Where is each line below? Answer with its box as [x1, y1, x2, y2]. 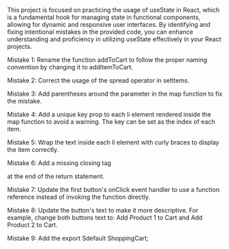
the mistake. [7, 97, 43, 105]
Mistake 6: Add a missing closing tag [7, 159, 111, 167]
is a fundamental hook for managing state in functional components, [7, 13, 201, 21]
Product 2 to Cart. [7, 221, 58, 229]
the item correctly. [7, 146, 59, 153]
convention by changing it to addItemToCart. [7, 63, 133, 71]
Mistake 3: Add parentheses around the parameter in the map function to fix [7, 89, 223, 98]
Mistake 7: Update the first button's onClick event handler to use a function [7, 186, 220, 193]
